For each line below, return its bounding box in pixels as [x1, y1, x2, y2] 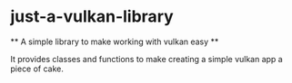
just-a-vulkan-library [10, 6, 174, 27]
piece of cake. [10, 63, 65, 74]
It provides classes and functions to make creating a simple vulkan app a [10, 53, 283, 64]
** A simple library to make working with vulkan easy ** [10, 36, 219, 47]
